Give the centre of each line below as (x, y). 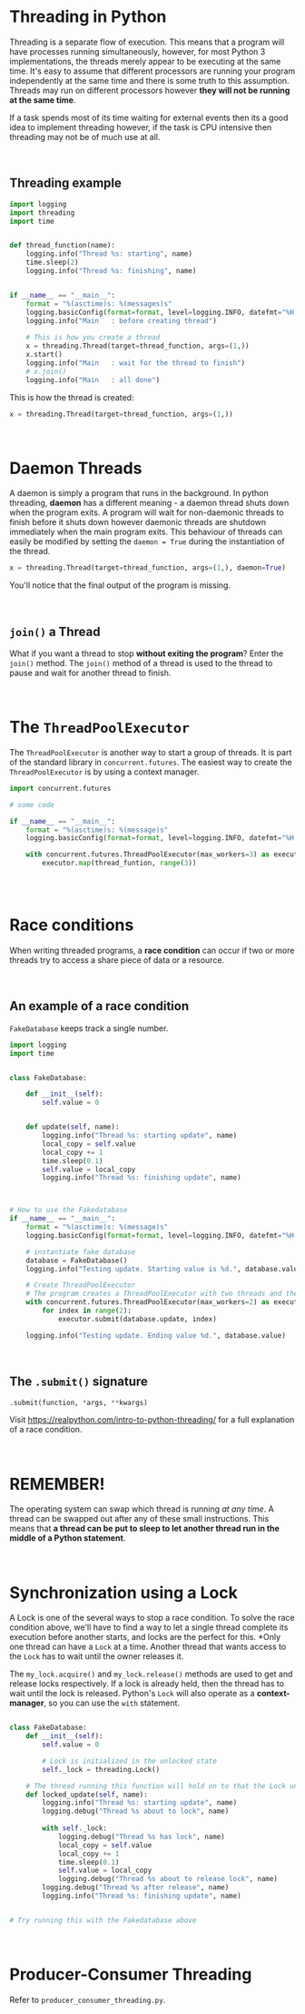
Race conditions (72, 925)
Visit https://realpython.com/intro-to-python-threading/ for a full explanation (152, 1420)
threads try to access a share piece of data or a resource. (117, 960)
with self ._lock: (74, 1828)
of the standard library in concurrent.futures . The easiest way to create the (151, 762)
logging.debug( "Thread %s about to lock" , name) (136, 1812)
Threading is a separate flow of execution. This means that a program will (147, 42)
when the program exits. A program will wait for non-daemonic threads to (147, 512)
